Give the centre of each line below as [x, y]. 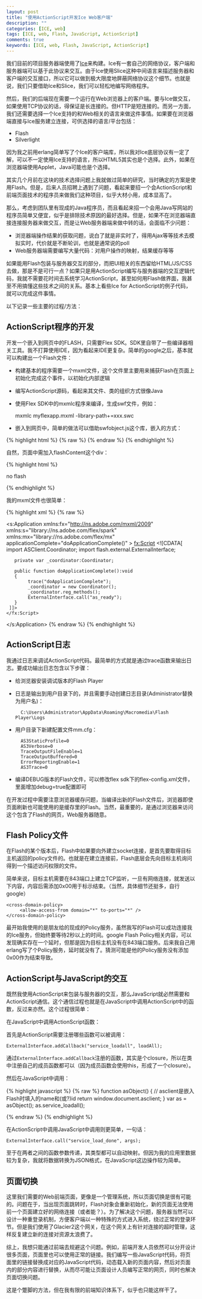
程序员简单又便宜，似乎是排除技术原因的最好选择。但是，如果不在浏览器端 [98, 215]
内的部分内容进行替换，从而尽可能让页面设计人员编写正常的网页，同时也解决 [101, 1270]
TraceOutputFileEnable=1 [52, 751]
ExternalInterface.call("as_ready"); [75, 597]
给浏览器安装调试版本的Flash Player [59, 680]
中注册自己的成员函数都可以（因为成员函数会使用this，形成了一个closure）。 [100, 1066]
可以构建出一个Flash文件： [39, 357]
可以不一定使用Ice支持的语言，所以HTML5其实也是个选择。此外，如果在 [106, 159]
